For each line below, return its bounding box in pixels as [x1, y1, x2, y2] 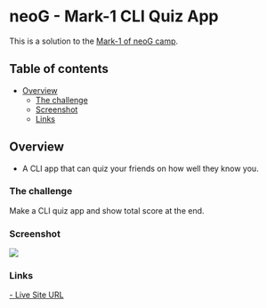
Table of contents [9, 61, 109, 77]
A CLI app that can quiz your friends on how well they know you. [21, 163, 260, 174]
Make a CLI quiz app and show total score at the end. [9, 205, 205, 215]
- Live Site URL [9, 289, 64, 300]
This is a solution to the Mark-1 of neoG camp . [9, 36, 179, 46]
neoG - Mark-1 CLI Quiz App [9, 6, 219, 27]
